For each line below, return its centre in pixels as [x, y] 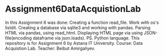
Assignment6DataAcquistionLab [73, 9]
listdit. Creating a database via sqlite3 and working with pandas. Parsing [78, 27]
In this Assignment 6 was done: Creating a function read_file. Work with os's [82, 22]
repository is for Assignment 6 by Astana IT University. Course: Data [74, 43]
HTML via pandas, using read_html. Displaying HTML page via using [74, 33]
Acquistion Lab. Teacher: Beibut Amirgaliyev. [50, 48]
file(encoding [18, 38]
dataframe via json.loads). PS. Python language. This [86, 38]
